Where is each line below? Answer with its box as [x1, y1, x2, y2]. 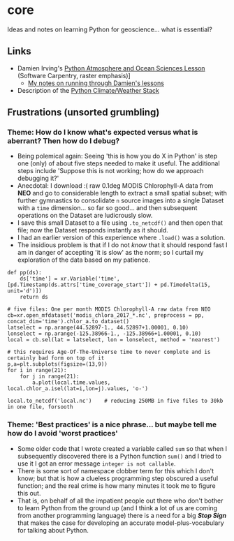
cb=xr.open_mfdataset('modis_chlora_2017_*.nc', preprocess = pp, [7, 312, 205, 319]
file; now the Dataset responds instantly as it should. [17, 226, 169, 235]
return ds [20, 294, 49, 301]
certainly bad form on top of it [7, 355, 105, 362]
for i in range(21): [7, 367, 68, 374]
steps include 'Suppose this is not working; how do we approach [17, 167, 204, 175]
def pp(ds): [7, 269, 42, 276]
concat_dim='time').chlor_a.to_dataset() [7, 318, 130, 325]
